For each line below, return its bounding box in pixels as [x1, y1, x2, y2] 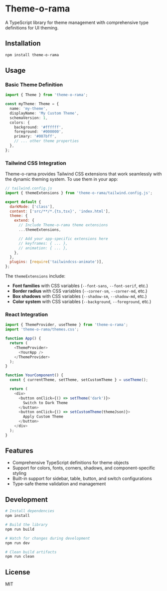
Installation [5, 39, 41, 48]
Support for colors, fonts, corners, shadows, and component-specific [12, 465, 156, 471]
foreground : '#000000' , [14, 129, 64, 135]
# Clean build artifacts [5, 549, 57, 555]
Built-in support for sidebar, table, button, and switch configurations [12, 475, 152, 481]
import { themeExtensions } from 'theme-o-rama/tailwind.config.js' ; [5, 190, 153, 195]
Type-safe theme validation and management [12, 481, 106, 487]
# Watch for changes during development [5, 536, 91, 541]
